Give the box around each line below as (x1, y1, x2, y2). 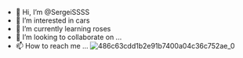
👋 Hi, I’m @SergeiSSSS (15, 8, 90, 16)
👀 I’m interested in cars (15, 16, 90, 25)
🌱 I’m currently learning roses (15, 24, 111, 33)
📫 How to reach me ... (15, 42, 89, 50)
